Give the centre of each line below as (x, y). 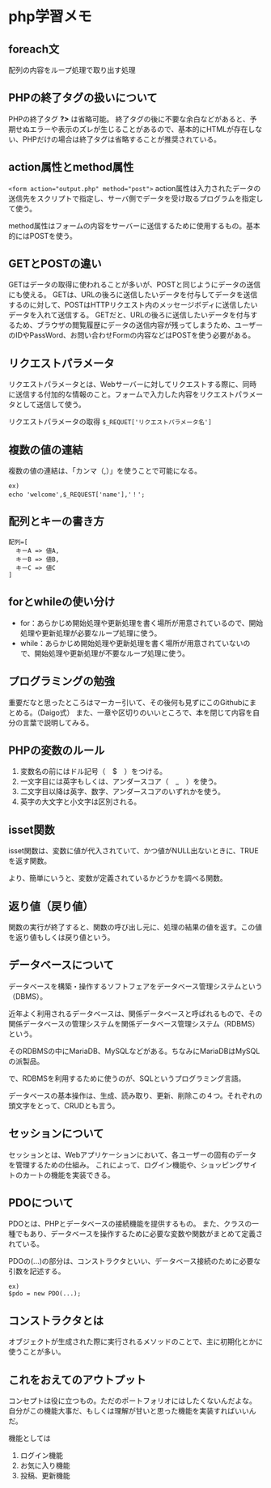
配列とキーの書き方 (56, 522)
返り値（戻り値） (51, 906)
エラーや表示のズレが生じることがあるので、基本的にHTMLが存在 (139, 129)
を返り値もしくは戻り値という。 (61, 937)
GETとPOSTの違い (55, 264)
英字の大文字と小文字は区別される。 (80, 801)
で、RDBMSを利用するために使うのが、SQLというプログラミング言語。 (127, 1078)
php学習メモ (50, 17)
